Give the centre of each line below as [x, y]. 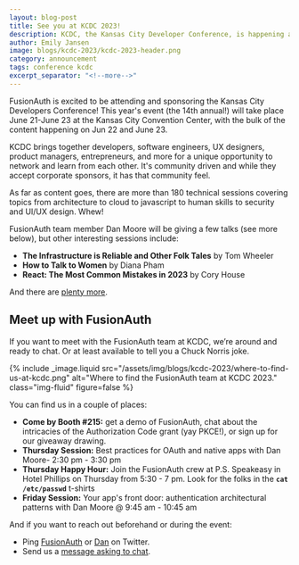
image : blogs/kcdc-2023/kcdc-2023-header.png [95, 51]
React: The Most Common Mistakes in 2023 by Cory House [133, 274]
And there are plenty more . [59, 292]
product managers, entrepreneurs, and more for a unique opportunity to [141, 156]
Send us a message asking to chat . [86, 551]
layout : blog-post [43, 17]
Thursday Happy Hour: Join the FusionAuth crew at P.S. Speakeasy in [151, 469]
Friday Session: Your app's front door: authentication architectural [144, 497]
